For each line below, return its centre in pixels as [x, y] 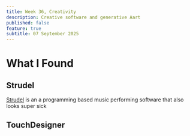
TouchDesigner [36, 125]
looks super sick [26, 106]
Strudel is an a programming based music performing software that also [95, 100]
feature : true [24, 28]
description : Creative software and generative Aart [73, 17]
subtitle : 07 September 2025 [43, 34]
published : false [28, 23]
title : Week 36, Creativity [41, 12]
